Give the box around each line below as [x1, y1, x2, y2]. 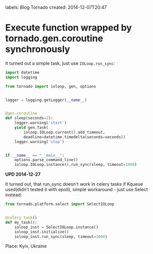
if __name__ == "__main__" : [5, 153, 65, 158]
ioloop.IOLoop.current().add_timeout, [23, 130, 105, 135]
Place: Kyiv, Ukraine [5, 243, 47, 249]
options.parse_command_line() [14, 157, 79, 162]
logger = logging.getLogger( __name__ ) [5, 97, 87, 103]
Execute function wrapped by [5, 22, 132, 33]
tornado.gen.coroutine [5, 33, 103, 45]
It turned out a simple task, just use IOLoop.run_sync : [5, 60, 116, 66]
